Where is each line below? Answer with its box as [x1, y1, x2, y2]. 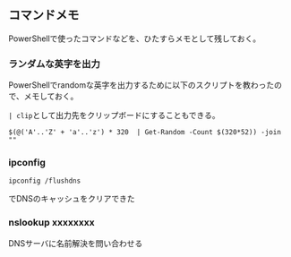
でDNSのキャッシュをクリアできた [8, 193, 135, 204]
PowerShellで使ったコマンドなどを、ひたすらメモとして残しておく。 [8, 33, 261, 44]
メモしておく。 [23, 91, 79, 102]
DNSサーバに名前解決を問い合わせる [8, 237, 143, 248]
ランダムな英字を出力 [8, 57, 100, 70]
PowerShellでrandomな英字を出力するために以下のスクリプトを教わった [8, 80, 275, 90]
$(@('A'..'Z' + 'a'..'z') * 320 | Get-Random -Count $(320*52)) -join [8, 128, 281, 137]
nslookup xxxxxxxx [8, 217, 95, 229]
